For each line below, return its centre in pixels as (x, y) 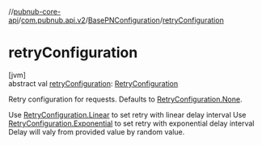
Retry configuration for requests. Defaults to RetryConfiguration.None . (125, 99)
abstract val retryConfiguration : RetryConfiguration (93, 83)
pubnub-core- (37, 12)
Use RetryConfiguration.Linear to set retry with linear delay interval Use (127, 114)
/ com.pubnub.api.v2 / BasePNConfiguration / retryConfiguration (121, 20)
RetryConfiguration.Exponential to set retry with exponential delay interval (131, 123)
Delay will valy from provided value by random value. (97, 131)
